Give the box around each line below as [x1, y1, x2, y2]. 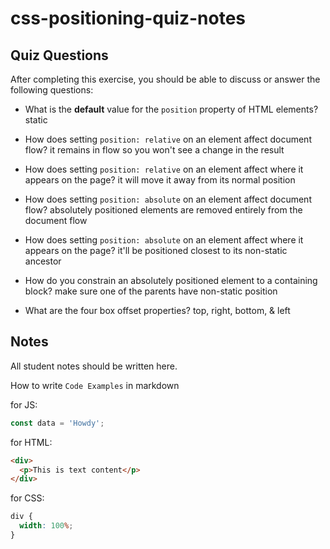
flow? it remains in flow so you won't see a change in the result [24, 144, 285, 156]
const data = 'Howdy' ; [10, 418, 105, 428]
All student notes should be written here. [10, 360, 178, 372]
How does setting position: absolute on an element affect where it [24, 234, 304, 246]
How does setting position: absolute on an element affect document [24, 193, 312, 205]
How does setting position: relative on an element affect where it [24, 163, 304, 175]
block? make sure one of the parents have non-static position [24, 285, 278, 297]
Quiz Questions [10, 47, 109, 64]
